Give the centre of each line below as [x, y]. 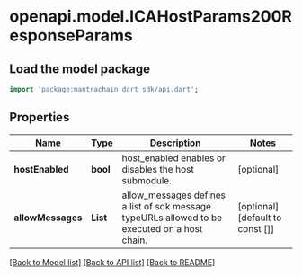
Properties [40, 117]
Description [175, 143]
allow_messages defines [174, 195]
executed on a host [162, 228]
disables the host [158, 169]
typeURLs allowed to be [172, 218]
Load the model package [80, 69]
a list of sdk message [166, 206]
